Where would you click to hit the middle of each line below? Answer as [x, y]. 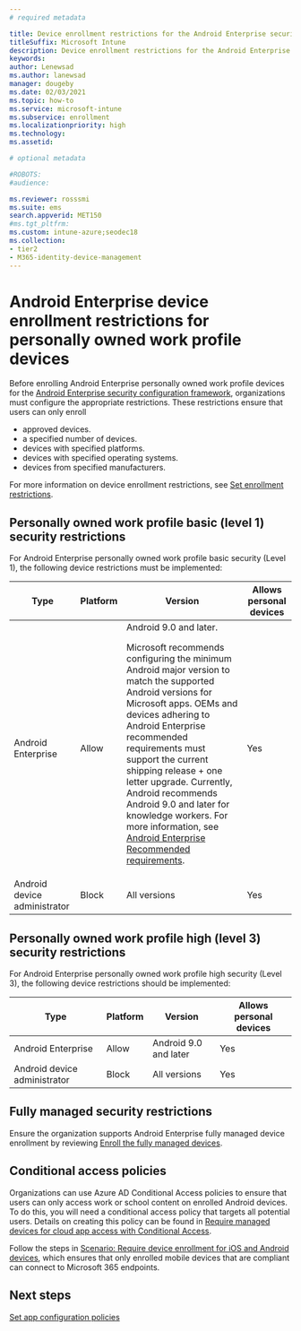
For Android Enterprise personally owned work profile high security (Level [146, 974]
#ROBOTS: [26, 174]
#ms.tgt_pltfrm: [39, 224]
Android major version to [178, 670]
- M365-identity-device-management [76, 257]
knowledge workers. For [177, 816]
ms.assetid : [31, 143]
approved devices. [56, 429]
